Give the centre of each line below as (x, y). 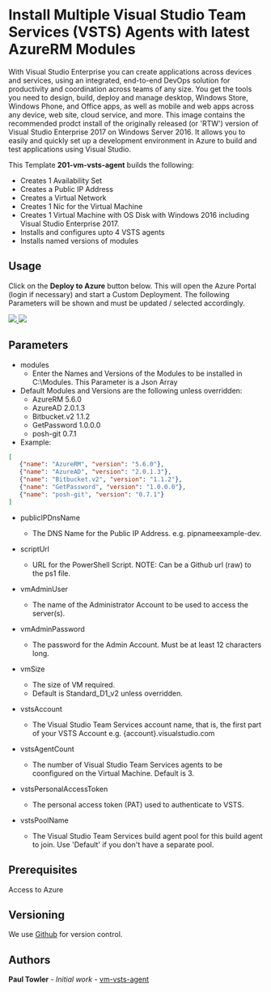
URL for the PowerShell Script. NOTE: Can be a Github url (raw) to (142, 564)
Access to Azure (36, 889)
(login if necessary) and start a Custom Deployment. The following (119, 294)
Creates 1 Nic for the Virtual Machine (81, 206)
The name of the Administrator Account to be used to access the (140, 604)
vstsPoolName (44, 820)
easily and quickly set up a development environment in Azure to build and (133, 140)
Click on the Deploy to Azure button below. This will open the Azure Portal (132, 286)
